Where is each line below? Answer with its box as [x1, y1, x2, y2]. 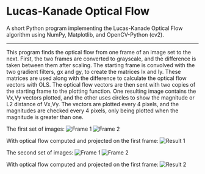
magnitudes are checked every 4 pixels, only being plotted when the [6, 107, 179, 114]
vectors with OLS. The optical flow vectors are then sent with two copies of [6, 81, 196, 88]
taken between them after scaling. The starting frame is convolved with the [6, 61, 195, 68]
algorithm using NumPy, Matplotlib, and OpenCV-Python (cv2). [6, 31, 165, 38]
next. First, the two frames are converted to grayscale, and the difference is [6, 55, 196, 62]
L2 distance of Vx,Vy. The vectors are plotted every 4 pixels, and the [6, 100, 179, 107]
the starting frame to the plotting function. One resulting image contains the [6, 87, 196, 95]
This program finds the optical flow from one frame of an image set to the [6, 48, 191, 56]
